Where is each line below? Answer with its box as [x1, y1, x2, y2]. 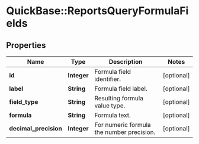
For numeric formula [94, 121, 151, 129]
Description [108, 58, 143, 66]
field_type [9, 98, 38, 106]
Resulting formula [94, 94, 144, 102]
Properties [6, 40, 46, 50]
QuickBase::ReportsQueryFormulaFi [6, 4, 189, 18]
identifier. [94, 75, 121, 83]
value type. [94, 102, 126, 110]
